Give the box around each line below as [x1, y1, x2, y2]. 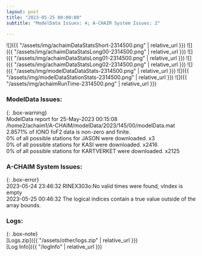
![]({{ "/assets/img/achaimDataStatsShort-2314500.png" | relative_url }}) [6, 42, 186, 49]
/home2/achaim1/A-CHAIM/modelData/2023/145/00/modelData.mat [6, 122, 175, 129]
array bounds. [6, 201, 41, 208]
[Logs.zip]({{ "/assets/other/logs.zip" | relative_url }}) [6, 237, 138, 244]
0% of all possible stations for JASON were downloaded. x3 [6, 134, 155, 142]
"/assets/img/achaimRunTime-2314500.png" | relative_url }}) [6, 80, 157, 87]
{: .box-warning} [6, 109, 47, 116]
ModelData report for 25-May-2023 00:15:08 [6, 115, 118, 122]
